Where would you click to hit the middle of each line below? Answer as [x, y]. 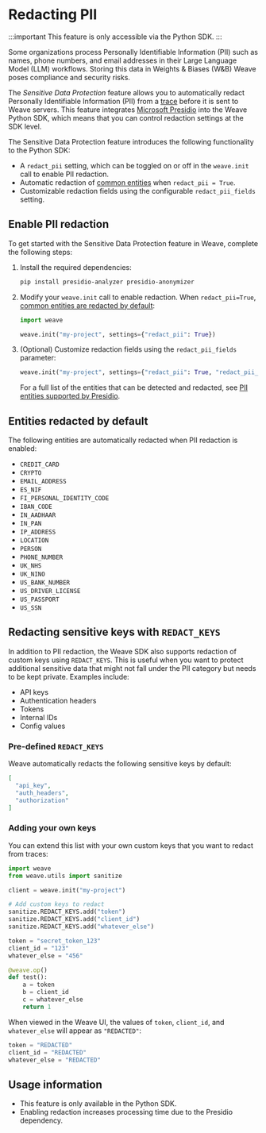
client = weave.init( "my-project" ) [67, 890]
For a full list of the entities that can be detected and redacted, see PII [134, 387]
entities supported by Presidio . [70, 396]
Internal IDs [39, 717]
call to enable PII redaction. [64, 174]
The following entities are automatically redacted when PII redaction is [123, 440]
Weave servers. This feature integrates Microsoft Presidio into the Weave [128, 110]
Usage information [56, 1084]
